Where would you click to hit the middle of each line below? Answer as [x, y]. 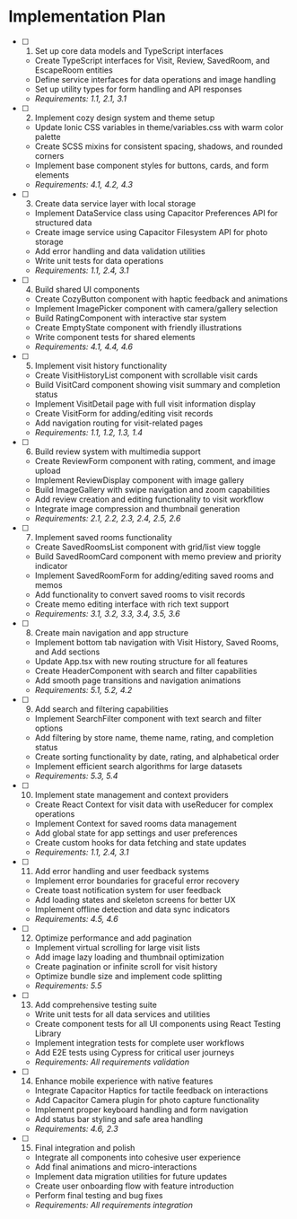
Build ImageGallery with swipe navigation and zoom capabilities [153, 489]
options [49, 728]
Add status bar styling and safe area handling [119, 1118]
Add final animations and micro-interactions [116, 1166]
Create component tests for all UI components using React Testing [157, 1023]
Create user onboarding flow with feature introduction [134, 1186]
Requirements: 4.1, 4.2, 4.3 [84, 184]
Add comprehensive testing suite [96, 1004]
